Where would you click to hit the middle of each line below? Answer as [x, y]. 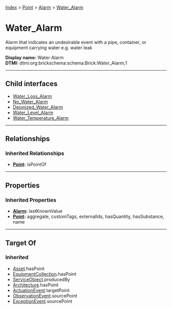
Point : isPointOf [29, 164]
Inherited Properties [31, 200]
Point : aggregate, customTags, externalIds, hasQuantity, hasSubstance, [88, 216]
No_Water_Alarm [30, 101]
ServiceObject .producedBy [41, 279]
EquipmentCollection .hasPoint [45, 274]
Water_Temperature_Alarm [41, 118]
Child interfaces [31, 84]
